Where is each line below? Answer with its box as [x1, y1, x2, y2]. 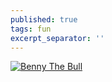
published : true [10, 14, 78, 25]
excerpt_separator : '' [10, 33, 105, 43]
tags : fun [10, 24, 52, 34]
